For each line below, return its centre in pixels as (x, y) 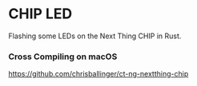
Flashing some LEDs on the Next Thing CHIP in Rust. (95, 36)
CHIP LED (40, 14)
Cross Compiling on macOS (63, 57)
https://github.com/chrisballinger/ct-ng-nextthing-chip (98, 74)
